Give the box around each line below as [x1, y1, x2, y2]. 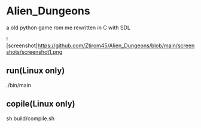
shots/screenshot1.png [6, 48, 63, 55]
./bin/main [6, 81, 32, 89]
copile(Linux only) [6, 99, 75, 109]
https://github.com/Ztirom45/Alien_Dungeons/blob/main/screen [37, 42, 195, 49]
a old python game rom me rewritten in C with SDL [6, 24, 130, 31]
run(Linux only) [6, 66, 65, 76]
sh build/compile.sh [6, 115, 55, 122]
